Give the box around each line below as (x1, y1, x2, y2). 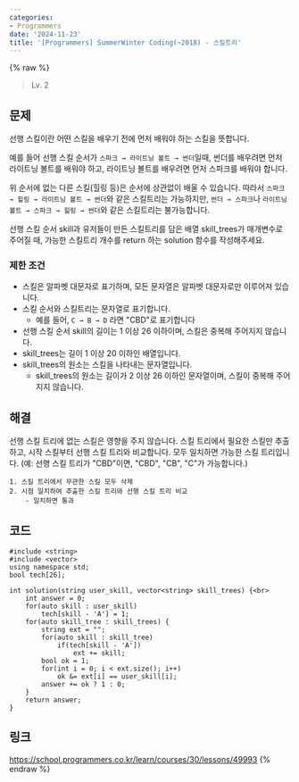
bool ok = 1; (41, 656, 90, 665)
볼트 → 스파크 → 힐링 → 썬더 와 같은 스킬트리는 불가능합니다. (9, 204, 211, 215)
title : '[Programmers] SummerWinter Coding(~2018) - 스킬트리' (9, 37, 243, 47)
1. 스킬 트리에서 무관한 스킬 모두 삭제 (9, 478, 134, 487)
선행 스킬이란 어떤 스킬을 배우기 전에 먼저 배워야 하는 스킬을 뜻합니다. (9, 133, 250, 144)
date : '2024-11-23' (9, 29, 82, 38)
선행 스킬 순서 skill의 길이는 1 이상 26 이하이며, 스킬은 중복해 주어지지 (21, 326, 263, 337)
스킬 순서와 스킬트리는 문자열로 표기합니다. (21, 304, 171, 314)
